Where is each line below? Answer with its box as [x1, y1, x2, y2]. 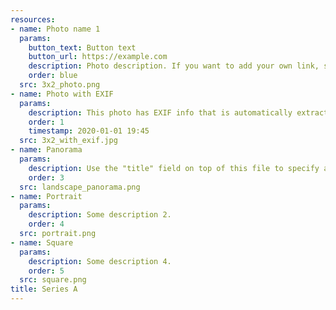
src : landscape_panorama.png [19, 182, 141, 192]
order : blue [28, 71, 78, 81]
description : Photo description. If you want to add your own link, [28, 61, 320, 71]
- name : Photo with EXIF [10, 89, 114, 99]
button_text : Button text [28, 42, 137, 53]
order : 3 [28, 172, 65, 183]
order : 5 [28, 266, 65, 276]
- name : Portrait [10, 191, 83, 201]
